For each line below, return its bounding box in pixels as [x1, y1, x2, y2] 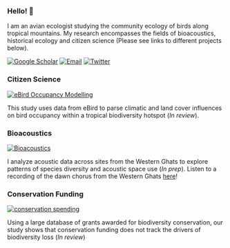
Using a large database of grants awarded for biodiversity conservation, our [7, 218, 223, 227]
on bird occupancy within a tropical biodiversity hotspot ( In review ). [7, 111, 199, 120]
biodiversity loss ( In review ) [7, 233, 86, 241]
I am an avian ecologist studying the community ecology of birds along [7, 22, 209, 30]
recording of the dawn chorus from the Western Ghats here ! [7, 172, 178, 180]
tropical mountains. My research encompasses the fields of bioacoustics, [7, 29, 216, 37]
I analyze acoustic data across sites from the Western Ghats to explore [7, 157, 209, 165]
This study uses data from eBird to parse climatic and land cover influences [7, 104, 222, 112]
